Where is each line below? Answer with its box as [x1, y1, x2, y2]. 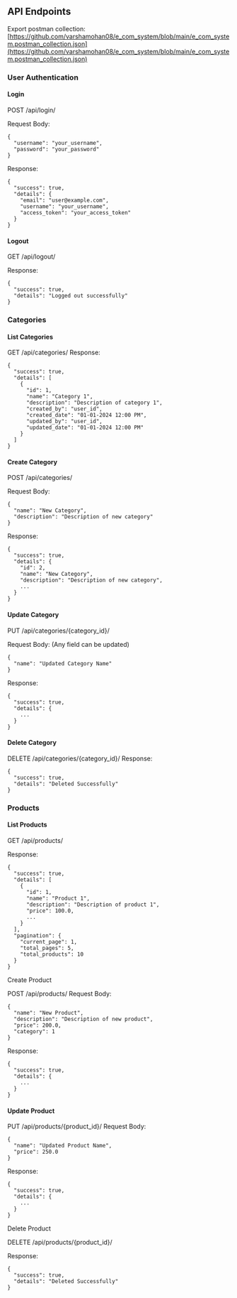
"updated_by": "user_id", [25, 418, 103, 425]
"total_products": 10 [20, 951, 83, 958]
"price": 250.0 [13, 1148, 59, 1156]
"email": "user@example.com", [20, 197, 110, 204]
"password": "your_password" [13, 146, 100, 153]
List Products [7, 820, 47, 829]
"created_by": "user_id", [25, 405, 103, 413]
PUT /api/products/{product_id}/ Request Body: [7, 1122, 146, 1131]
